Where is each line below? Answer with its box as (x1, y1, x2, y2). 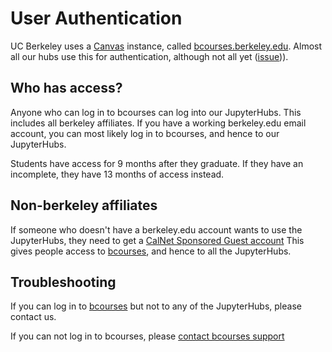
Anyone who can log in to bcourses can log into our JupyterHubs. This (10, 106, 302, 118)
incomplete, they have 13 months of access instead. (10, 168, 225, 180)
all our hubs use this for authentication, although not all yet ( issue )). (10, 50, 289, 62)
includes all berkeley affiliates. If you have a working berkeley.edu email (10, 117, 307, 129)
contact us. (10, 311, 57, 323)
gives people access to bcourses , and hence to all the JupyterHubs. (10, 245, 292, 257)
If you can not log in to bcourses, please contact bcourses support (10, 330, 285, 342)
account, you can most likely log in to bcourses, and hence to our (10, 127, 280, 139)
